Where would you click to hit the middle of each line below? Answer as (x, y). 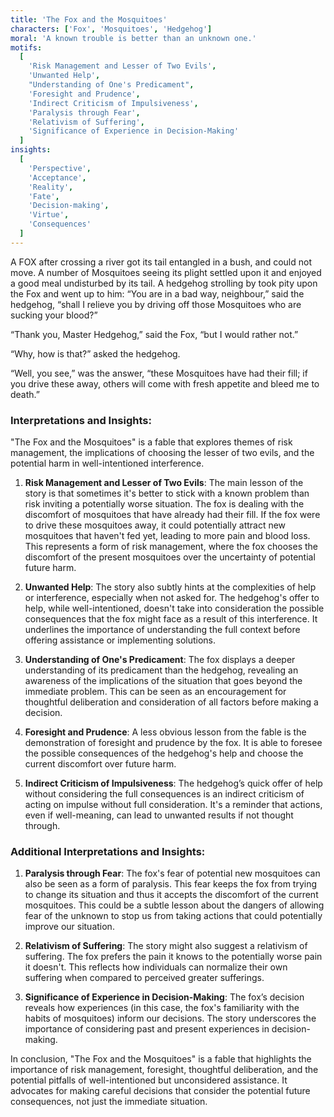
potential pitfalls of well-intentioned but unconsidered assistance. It (149, 1080)
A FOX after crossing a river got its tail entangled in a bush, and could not (161, 262)
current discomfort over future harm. (100, 764)
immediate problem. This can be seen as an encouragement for (155, 692)
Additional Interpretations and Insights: (108, 851)
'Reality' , (51, 187)
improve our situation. (69, 927)
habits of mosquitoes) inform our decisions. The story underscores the (170, 1018)
